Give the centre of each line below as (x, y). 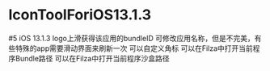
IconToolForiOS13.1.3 (80, 15)
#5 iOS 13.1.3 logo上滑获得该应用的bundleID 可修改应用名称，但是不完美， (131, 38)
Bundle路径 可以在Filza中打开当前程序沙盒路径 (92, 58)
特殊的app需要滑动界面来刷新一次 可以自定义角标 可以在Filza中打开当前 (134, 48)
